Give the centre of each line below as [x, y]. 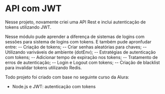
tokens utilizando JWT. [28, 27]
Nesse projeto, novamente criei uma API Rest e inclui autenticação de [75, 22]
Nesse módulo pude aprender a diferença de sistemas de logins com [75, 37]
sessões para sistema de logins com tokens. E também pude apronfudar [78, 41]
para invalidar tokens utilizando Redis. [43, 67]
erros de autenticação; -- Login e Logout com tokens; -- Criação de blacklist [82, 62]
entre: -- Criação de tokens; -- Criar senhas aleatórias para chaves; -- [76, 47]
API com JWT [33, 9]
